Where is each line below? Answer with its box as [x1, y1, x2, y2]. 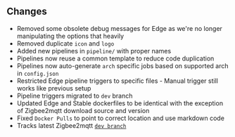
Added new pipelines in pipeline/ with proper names [16, 46, 172, 55]
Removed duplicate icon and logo [16, 39, 115, 48]
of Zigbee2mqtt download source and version [16, 106, 150, 115]
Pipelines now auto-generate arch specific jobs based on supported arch [16, 61, 229, 70]
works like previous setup [16, 84, 91, 92]
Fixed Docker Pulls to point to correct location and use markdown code [16, 114, 224, 122]
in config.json [16, 69, 59, 77]
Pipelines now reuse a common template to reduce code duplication [16, 54, 215, 63]
